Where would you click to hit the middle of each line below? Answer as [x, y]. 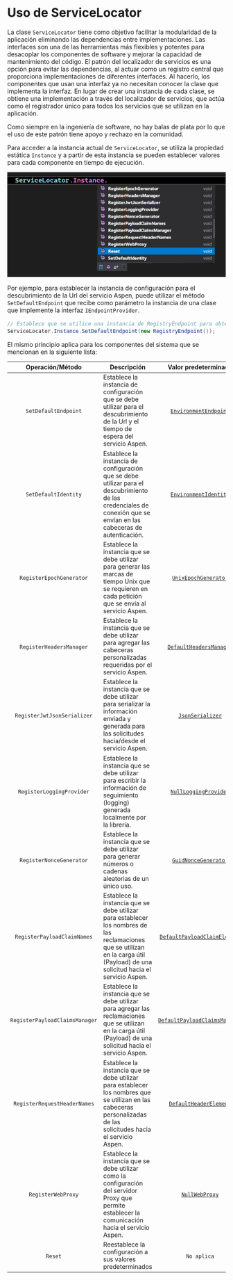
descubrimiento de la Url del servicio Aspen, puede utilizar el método [106, 295]
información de [125, 788]
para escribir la [124, 780]
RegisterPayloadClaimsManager [54, 1020]
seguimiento [121, 795]
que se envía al [124, 603]
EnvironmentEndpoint [200, 411]
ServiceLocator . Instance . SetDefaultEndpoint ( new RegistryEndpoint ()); [111, 331]
